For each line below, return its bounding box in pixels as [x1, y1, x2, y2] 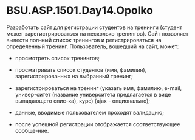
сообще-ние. [15, 127, 49, 134]
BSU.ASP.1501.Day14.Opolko [6, 4, 154, 17]
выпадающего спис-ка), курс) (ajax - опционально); [15, 97, 151, 104]
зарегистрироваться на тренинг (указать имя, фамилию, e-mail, [15, 84, 182, 91]
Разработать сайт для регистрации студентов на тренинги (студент [6, 24, 182, 31]
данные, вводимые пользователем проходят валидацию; [15, 109, 165, 116]
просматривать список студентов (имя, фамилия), [15, 66, 147, 73]
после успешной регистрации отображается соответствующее [15, 120, 180, 127]
